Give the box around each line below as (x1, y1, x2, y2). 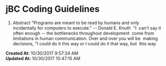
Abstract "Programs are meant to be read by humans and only (12, 20, 140, 26)
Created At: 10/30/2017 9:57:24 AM (5, 50, 79, 56)
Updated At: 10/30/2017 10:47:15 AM (5, 55, 81, 61)
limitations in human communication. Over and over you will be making (12, 35, 158, 41)
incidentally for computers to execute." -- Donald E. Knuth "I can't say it (12, 25, 161, 31)
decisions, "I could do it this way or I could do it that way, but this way (12, 40, 156, 46)
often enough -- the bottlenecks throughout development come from (12, 30, 155, 36)
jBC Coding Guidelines (5, 3, 100, 15)
